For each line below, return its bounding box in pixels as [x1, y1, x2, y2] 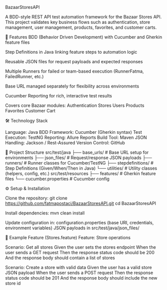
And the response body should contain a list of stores [5, 255, 115, 261]
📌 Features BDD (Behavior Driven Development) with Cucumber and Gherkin [5, 34, 163, 40]
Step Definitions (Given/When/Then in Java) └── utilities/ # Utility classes [5, 165, 158, 171]
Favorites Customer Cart [5, 108, 56, 113]
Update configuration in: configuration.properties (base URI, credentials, [5, 220, 154, 225]
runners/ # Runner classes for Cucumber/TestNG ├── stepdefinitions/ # [5, 160, 154, 166]
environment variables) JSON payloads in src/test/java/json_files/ [5, 225, 140, 231]
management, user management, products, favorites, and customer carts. [5, 24, 157, 30]
